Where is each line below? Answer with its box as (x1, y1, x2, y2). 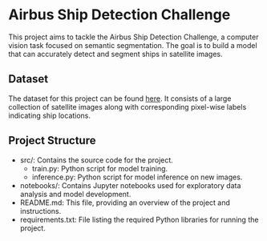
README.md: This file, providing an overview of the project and (19, 198, 231, 207)
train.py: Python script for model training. (31, 163, 168, 173)
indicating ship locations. (8, 110, 91, 120)
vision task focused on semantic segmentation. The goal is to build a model (8, 40, 258, 50)
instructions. (19, 206, 62, 215)
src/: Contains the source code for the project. (19, 155, 174, 165)
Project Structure (8, 134, 96, 147)
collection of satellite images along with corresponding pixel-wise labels (8, 102, 247, 111)
